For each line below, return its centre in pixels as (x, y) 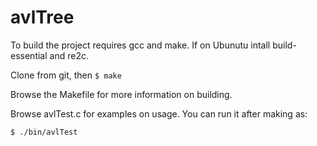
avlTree (42, 17)
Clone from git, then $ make (66, 75)
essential (29, 55)
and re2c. (69, 55)
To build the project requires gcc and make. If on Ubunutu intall (140, 45)
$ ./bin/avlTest (44, 132)
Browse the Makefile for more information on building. (121, 94)
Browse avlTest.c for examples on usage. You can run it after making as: (159, 113)
